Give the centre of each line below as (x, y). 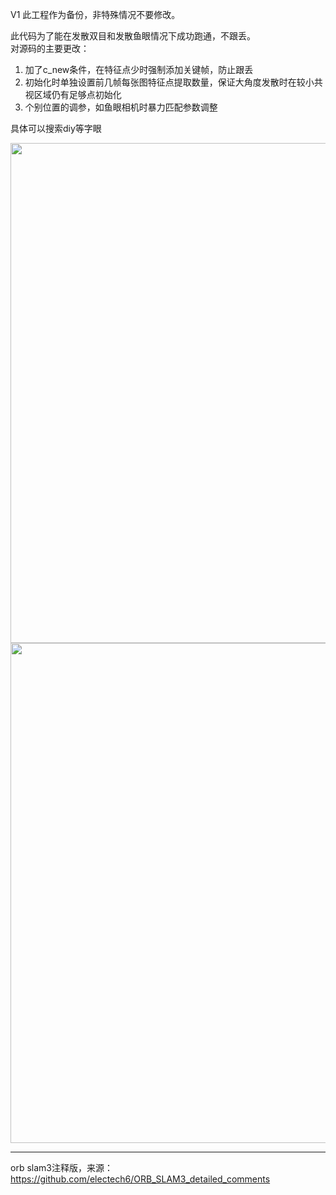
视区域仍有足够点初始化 (73, 94)
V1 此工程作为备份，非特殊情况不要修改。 (95, 14)
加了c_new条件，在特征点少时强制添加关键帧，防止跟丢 (139, 69)
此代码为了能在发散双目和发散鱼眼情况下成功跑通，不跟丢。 (133, 36)
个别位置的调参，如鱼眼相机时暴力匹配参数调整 (121, 107)
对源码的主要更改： (50, 48)
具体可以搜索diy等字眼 (56, 128)
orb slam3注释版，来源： (61, 1167)
